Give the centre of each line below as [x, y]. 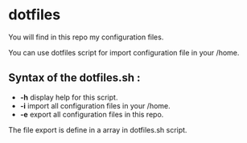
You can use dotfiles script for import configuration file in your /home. [124, 52]
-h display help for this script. [69, 97]
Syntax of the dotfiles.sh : [74, 78]
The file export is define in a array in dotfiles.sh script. [98, 129]
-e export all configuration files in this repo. [92, 114]
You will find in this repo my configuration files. [86, 37]
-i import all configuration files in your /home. [95, 105]
